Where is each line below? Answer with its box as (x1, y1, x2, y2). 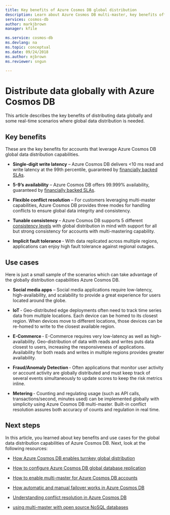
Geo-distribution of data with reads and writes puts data (37, 338, 154, 345)
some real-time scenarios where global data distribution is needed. (5, 118, 145, 124)
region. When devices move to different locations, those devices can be (12, 318, 163, 324)
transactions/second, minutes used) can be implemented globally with (12, 396, 159, 402)
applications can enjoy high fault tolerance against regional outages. (12, 243, 155, 249)
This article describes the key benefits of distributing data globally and (5, 112, 153, 119)
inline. (12, 380, 25, 387)
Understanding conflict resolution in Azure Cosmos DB (12, 494, 127, 500)
